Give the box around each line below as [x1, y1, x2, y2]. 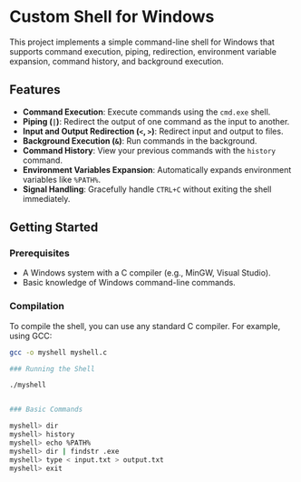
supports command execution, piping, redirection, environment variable [9, 45, 277, 56]
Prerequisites [9, 247, 70, 260]
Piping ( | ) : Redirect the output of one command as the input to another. [22, 115, 290, 126]
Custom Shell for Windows [9, 6, 215, 27]
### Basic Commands [9, 405, 83, 415]
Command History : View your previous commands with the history [22, 145, 277, 156]
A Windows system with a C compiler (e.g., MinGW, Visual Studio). [22, 267, 271, 278]
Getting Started [9, 220, 99, 236]
